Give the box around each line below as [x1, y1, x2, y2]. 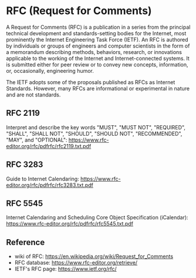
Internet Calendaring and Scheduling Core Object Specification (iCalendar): [6, 214, 189, 221]
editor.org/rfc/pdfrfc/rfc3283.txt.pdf [6, 181, 94, 189]
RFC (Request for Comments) [6, 4, 152, 18]
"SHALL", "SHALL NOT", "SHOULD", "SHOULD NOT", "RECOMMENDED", [6, 130, 183, 137]
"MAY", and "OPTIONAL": [6, 136, 67, 143]
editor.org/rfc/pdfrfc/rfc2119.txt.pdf [6, 142, 92, 149]
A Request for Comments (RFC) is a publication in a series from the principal [6, 24, 191, 31]
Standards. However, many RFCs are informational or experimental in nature [6, 85, 190, 92]
